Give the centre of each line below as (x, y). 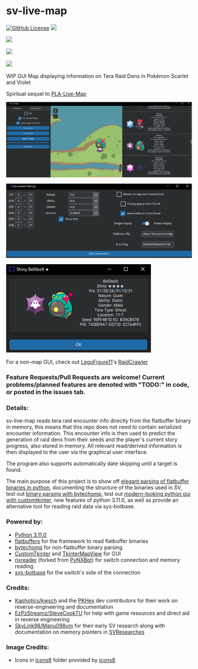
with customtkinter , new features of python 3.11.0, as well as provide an (92, 500)
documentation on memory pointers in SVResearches (80, 632)
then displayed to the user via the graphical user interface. (77, 452)
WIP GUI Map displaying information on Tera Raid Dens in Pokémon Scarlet (97, 76)
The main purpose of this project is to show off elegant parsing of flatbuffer (98, 481)
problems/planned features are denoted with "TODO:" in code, (98, 385)
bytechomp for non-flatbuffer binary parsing (68, 547)
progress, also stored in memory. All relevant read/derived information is (94, 446)
